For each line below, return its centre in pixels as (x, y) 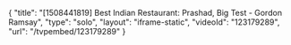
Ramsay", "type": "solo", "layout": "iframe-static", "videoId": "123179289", (144, 22)
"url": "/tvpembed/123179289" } (67, 31)
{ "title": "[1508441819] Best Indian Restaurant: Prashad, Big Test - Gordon (145, 13)
